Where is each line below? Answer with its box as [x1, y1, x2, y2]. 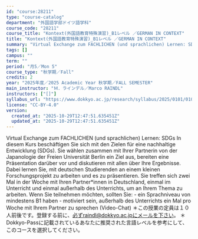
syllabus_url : [6, 96, 41, 102]
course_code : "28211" [6, 25, 60, 31]
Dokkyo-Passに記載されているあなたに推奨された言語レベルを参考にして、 [6, 219, 188, 226]
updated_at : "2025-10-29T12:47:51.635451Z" [11, 119, 120, 125]
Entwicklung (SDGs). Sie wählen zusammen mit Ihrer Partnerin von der [6, 147, 178, 154]
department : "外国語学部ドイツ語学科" [6, 19, 92, 25]
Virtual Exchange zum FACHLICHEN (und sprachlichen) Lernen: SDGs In [6, 135, 181, 142]
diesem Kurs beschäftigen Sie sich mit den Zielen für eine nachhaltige [6, 141, 176, 148]
